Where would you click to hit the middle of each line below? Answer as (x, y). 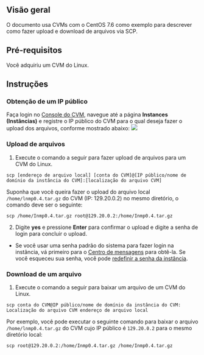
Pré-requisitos (34, 50)
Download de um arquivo (44, 274)
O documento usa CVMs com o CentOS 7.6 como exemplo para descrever (99, 24)
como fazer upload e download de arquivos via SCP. (72, 31)
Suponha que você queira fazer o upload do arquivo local (78, 192)
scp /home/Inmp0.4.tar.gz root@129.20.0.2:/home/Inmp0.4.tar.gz (90, 216)
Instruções (27, 84)
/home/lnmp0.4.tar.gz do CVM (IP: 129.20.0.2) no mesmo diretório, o (93, 198)
